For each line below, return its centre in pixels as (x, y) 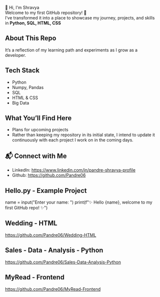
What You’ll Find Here (38, 118)
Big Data (21, 103)
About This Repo (31, 38)
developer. (16, 55)
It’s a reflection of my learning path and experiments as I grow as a (71, 50)
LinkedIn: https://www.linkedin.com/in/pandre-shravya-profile (74, 170)
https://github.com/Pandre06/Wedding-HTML (51, 235)
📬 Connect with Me (36, 156)
